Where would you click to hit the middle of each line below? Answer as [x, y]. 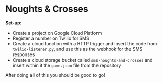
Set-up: [13, 23]
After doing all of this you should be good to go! [55, 75]
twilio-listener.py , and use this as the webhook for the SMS [77, 49]
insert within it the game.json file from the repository [67, 65]
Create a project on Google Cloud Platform [57, 33]
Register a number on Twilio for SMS [51, 38]
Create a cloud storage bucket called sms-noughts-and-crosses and [83, 60]
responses [24, 54]
